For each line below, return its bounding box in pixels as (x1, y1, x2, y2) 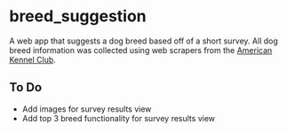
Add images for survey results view (21, 104, 152, 114)
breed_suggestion (9, 6, 147, 27)
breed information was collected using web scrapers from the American (9, 44, 273, 55)
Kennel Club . (9, 54, 56, 65)
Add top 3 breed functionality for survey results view (21, 113, 216, 123)
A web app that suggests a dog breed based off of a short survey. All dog (9, 35, 278, 46)
